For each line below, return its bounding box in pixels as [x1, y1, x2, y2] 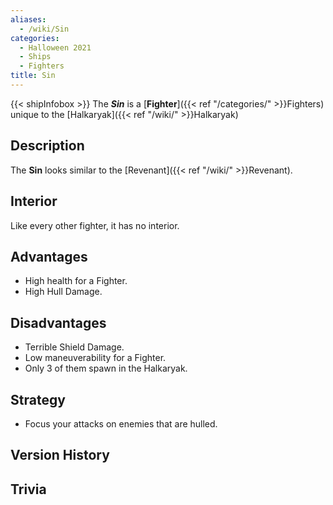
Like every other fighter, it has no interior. [10, 219, 180, 231]
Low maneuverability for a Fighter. [24, 352, 167, 364]
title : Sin [10, 71, 56, 81]
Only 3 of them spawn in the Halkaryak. [24, 362, 188, 375]
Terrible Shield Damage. [24, 341, 125, 353]
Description [10, 137, 85, 155]
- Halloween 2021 [19, 42, 92, 53]
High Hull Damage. [24, 286, 103, 298]
